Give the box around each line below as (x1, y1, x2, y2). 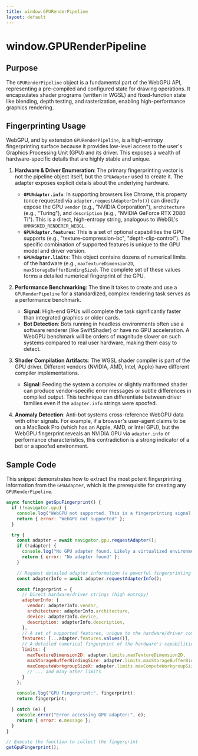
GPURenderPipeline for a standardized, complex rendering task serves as (14, 290, 191, 297)
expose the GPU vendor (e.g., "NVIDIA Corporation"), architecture (23, 203, 186, 210)
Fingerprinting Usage (6, 120, 87, 131)
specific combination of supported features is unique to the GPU (23, 241, 180, 248)
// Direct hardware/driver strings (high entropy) (21, 592, 149, 598)
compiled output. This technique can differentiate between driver (23, 393, 181, 400)
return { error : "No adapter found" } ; (21, 554, 120, 560)
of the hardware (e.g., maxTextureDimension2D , (23, 260, 135, 267)
